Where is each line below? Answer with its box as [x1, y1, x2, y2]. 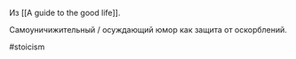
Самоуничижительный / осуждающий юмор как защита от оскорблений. [9, 25, 287, 34]
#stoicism [9, 41, 45, 52]
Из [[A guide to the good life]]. [9, 8, 121, 18]
